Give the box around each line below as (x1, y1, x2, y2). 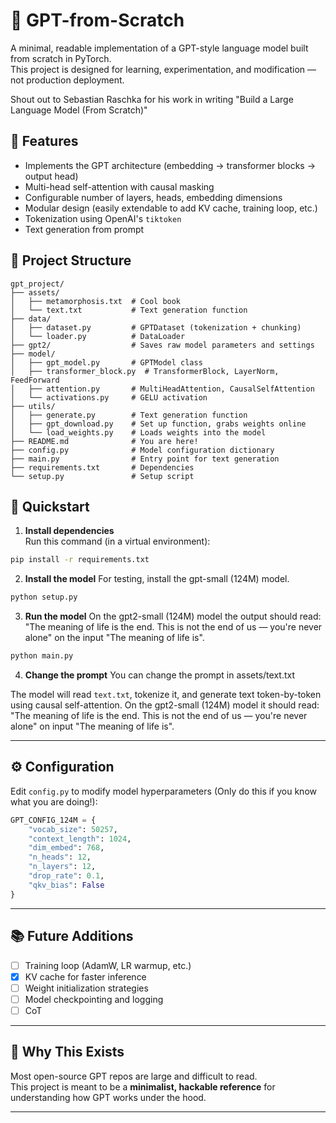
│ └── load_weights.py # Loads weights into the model (10, 427, 267, 438)
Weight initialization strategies (24, 982, 149, 994)
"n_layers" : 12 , (28, 862, 97, 872)
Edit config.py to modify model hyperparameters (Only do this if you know (10, 785, 317, 797)
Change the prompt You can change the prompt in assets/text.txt (24, 669, 296, 681)
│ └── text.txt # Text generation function (10, 305, 248, 315)
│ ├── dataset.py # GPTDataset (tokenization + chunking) (10, 322, 302, 333)
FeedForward (10, 375, 60, 385)
